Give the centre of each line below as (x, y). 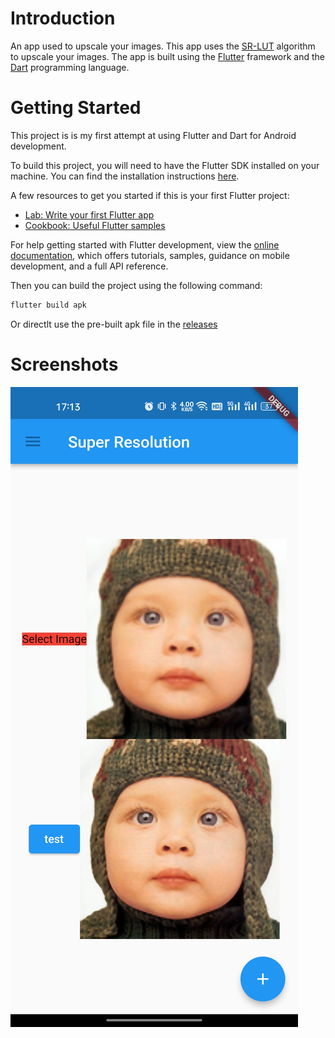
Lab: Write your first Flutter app (89, 214)
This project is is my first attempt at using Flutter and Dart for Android (153, 135)
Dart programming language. (70, 67)
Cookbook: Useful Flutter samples (95, 225)
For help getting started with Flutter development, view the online (145, 244)
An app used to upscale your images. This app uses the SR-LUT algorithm (163, 46)
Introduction (63, 18)
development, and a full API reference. (89, 266)
